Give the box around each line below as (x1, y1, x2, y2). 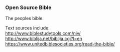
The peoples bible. (5, 15, 44, 21)
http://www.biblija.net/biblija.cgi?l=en (5, 35, 82, 41)
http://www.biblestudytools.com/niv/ (5, 30, 81, 36)
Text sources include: (5, 25, 50, 31)
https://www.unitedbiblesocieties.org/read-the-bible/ (5, 41, 115, 47)
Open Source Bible (5, 4, 52, 11)
